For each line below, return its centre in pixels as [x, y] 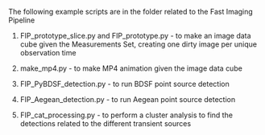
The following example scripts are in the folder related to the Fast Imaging [131, 12]
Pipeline [22, 20]
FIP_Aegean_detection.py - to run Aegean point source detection [128, 99]
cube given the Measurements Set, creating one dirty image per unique [139, 44]
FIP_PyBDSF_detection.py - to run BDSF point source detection [124, 84]
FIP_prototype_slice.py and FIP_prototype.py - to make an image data [135, 36]
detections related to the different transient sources [106, 123]
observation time [48, 53]
